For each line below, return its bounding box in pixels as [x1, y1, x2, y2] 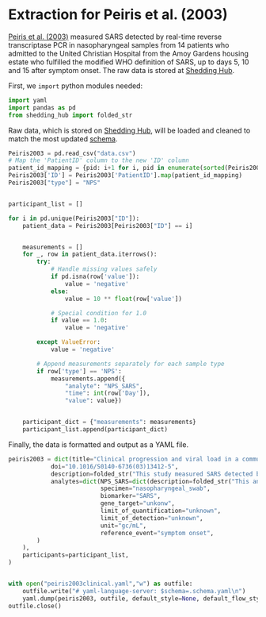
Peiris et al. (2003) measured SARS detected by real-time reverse [8, 32, 222, 41]
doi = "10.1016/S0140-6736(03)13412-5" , [50, 462, 179, 470]
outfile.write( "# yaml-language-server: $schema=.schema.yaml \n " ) [22, 587, 246, 595]
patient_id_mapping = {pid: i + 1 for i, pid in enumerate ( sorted [8, 164, 225, 172]
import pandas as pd [8, 103, 77, 112]
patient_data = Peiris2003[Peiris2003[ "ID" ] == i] [22, 222, 193, 229]
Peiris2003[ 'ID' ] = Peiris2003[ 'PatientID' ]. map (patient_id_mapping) [8, 172, 243, 179]
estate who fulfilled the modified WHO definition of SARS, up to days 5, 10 [8, 57, 249, 67]
